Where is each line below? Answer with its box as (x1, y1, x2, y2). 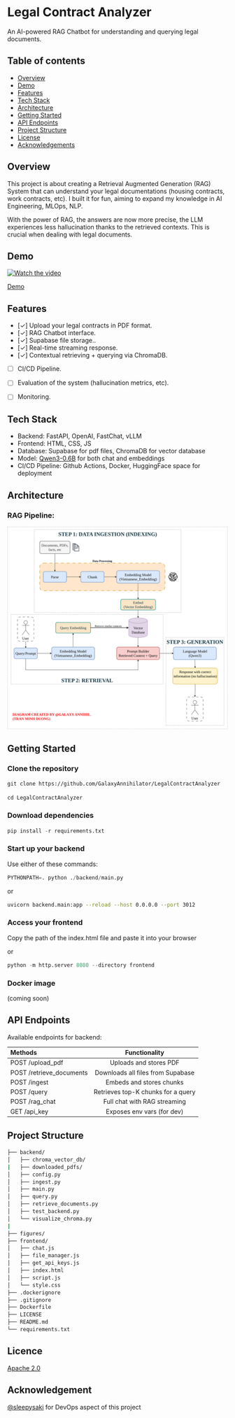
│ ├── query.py (7, 1193, 58, 1200)
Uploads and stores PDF (109, 1058, 180, 1067)
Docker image (7, 978, 56, 988)
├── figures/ (7, 1230, 45, 1237)
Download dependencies (7, 811, 94, 821)
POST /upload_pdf (10, 1058, 64, 1067)
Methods (10, 1049, 37, 1057)
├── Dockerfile (7, 1304, 52, 1311)
